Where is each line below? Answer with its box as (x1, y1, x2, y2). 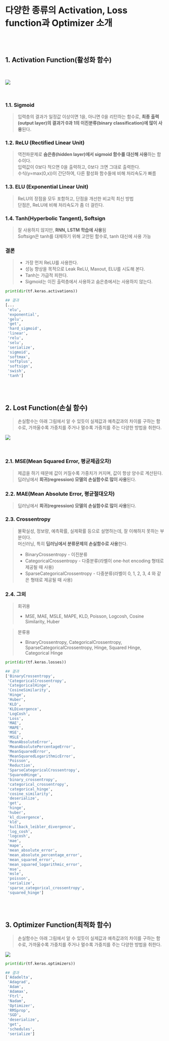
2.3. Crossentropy (5, 516, 51, 523)
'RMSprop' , (7, 1008, 30, 1013)
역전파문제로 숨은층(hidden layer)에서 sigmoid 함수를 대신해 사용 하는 (17, 151, 156, 158)
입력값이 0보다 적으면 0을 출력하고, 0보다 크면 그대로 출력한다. (17, 164, 140, 170)
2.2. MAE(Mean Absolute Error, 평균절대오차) (5, 490, 115, 497)
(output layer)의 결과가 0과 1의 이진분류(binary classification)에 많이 (17, 120, 157, 126)
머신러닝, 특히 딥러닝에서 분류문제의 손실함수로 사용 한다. (17, 541, 128, 547)
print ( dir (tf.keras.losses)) (5, 660, 67, 665)
